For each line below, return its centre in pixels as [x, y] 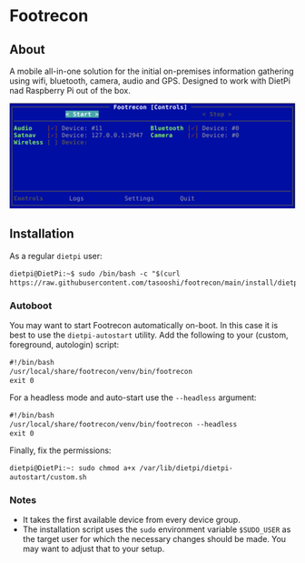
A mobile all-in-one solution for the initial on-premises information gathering [152, 71]
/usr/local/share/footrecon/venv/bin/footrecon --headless [123, 425]
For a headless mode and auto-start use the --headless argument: [133, 397]
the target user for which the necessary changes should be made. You [154, 539]
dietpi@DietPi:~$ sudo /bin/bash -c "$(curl [95, 274]
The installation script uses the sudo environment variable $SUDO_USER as [157, 529]
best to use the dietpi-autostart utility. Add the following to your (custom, [149, 335]
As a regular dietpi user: [56, 256]
